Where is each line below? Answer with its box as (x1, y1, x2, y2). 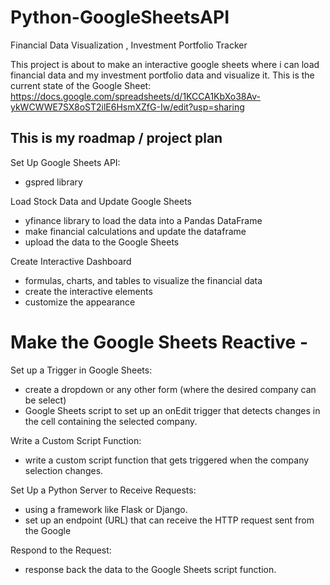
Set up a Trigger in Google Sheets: (10, 364, 153, 376)
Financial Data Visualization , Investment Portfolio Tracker (10, 39, 248, 51)
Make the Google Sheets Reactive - (10, 331, 309, 353)
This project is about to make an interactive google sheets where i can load (10, 58, 320, 70)
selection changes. (24, 464, 104, 476)
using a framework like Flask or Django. (24, 503, 188, 515)
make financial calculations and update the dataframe (24, 225, 247, 237)
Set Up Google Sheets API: (10, 156, 121, 168)
